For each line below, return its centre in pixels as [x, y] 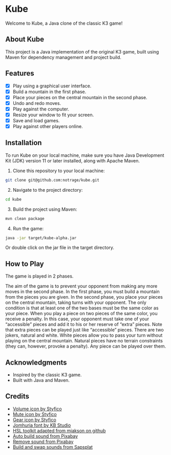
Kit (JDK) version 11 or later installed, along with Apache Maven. [72, 160]
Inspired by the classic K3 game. [47, 375]
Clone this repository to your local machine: [59, 171]
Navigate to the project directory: [48, 190]
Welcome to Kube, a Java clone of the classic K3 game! [64, 23]
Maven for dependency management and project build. [63, 57]
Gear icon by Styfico [34, 420]
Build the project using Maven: [45, 209]
